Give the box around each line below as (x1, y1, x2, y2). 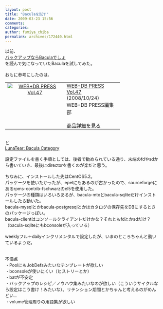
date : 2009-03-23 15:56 (5, 16, 54, 21)
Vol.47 (66, 88, 82, 95)
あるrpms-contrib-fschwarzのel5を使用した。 (5, 186, 96, 192)
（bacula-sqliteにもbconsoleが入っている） (5, 222, 92, 228)
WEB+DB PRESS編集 (66, 101, 114, 108)
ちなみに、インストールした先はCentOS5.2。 (5, 174, 95, 179)
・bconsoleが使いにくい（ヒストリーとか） (5, 268, 92, 274)
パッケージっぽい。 (9, 210, 48, 216)
